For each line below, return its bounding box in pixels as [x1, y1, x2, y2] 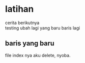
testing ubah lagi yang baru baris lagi [5, 25, 80, 31]
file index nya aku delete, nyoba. [5, 52, 71, 58]
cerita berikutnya [5, 20, 40, 26]
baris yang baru [5, 39, 55, 48]
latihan [5, 3, 34, 15]
